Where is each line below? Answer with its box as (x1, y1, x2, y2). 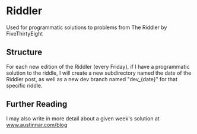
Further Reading (6, 99, 68, 109)
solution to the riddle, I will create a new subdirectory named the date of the (6, 69, 192, 76)
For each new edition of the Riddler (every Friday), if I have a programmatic (6, 63, 190, 70)
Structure (6, 47, 43, 58)
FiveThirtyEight (6, 30, 43, 37)
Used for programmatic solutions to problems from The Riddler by (6, 24, 167, 31)
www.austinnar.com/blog (6, 121, 68, 128)
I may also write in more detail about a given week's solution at (6, 114, 160, 122)
